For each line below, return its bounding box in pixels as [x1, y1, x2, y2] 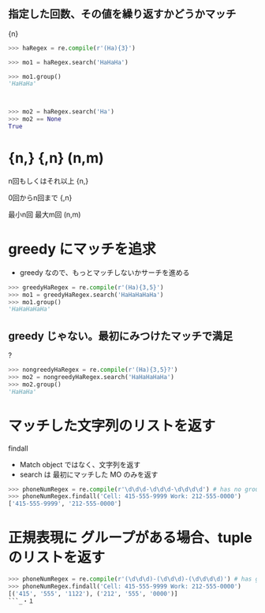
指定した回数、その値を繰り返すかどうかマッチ [8, 7, 237, 21]
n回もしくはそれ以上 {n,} [8, 176, 89, 185]
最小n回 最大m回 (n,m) [8, 210, 81, 219]
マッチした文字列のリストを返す [8, 417, 216, 435]
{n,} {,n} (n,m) [8, 149, 104, 167]
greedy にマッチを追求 [8, 240, 156, 258]
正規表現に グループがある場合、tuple [8, 529, 252, 547]
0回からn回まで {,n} [8, 192, 73, 202]
